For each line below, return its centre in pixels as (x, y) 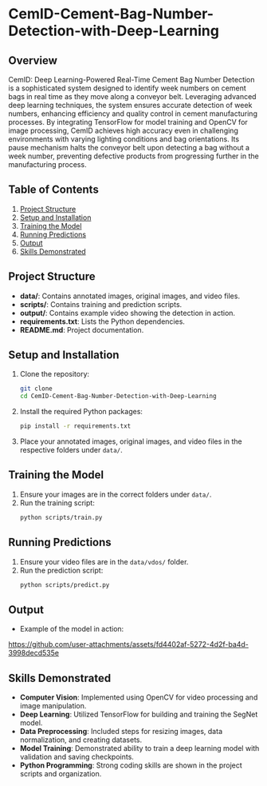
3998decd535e (34, 653)
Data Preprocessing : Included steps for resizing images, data (121, 732)
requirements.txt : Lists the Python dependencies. (102, 321)
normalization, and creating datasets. (81, 740)
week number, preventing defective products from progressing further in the (133, 156)
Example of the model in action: (72, 629)
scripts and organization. (61, 774)
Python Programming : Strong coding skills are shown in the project (131, 765)
